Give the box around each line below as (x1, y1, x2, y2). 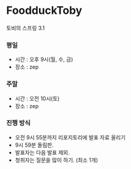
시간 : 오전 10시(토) (14, 95, 60, 102)
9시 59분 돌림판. (14, 141, 54, 148)
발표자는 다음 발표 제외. (14, 148, 70, 156)
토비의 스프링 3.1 (6, 24, 45, 31)
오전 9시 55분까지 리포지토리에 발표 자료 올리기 (14, 133, 126, 141)
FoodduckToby (6, 4, 82, 18)
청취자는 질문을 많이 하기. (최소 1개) (14, 156, 98, 164)
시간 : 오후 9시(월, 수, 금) (14, 56, 73, 63)
